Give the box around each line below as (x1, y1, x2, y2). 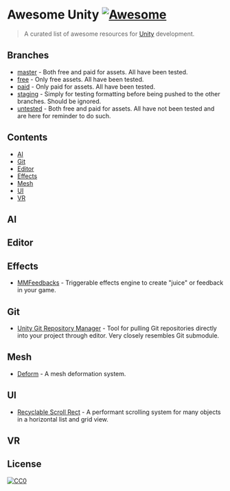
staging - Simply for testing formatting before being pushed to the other (16, 89, 221, 98)
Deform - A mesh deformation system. (16, 369, 126, 378)
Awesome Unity (7, 7, 100, 23)
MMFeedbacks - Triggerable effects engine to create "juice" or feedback (16, 279, 224, 287)
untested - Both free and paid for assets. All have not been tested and (16, 104, 215, 113)
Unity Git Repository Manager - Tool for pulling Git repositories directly (16, 324, 218, 332)
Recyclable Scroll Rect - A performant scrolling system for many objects (16, 408, 221, 416)
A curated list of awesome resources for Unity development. (23, 30, 195, 38)
